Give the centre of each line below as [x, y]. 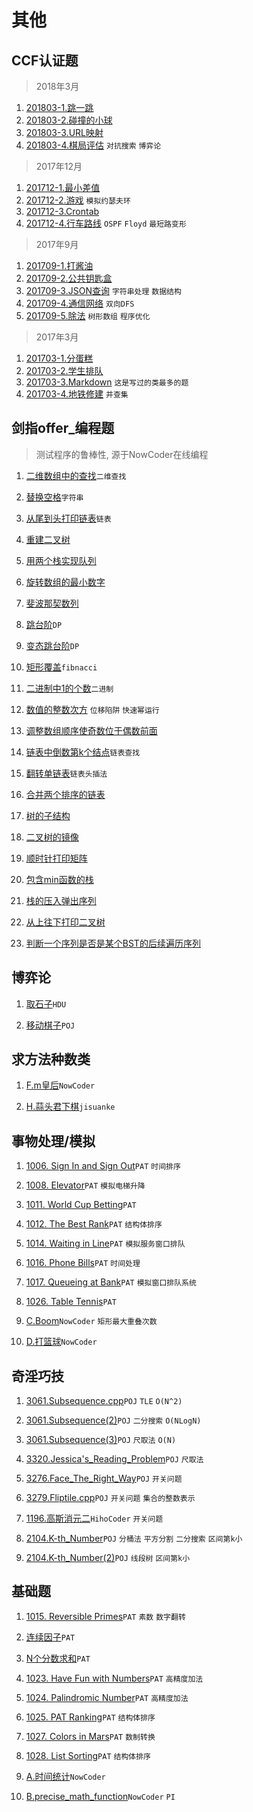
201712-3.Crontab [62, 211]
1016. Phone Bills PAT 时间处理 [83, 1263]
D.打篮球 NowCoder [61, 1342]
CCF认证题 [45, 60]
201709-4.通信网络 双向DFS [80, 303]
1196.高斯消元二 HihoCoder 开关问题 [94, 1518]
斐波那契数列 [52, 603]
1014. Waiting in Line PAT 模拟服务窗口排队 [105, 1243]
